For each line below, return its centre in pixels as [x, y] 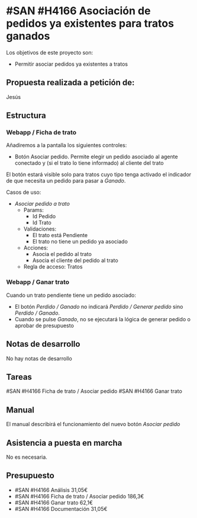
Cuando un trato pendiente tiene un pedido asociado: [71, 295]
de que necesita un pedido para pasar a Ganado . [66, 181]
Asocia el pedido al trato [62, 254]
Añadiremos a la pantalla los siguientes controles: [67, 145]
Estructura [26, 116]
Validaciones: [40, 229]
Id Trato [42, 223]
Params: [34, 210]
